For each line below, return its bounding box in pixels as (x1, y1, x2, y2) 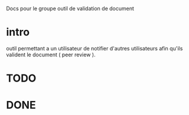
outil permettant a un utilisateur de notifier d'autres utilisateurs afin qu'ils (6, 45, 183, 52)
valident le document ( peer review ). (6, 51, 96, 58)
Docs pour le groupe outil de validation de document (6, 5, 135, 12)
